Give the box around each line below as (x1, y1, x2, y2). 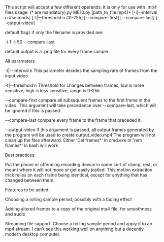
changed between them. (5, 177, 55, 183)
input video (5, 73, 28, 78)
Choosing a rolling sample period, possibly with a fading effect (5, 197, 132, 202)
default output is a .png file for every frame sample (5, 49, 108, 54)
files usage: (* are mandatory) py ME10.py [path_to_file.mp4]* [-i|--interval (5, 9, 158, 15)
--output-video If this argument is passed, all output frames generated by (5, 127, 154, 133)
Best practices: (5, 152, 36, 158)
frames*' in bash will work (5, 142, 58, 148)
